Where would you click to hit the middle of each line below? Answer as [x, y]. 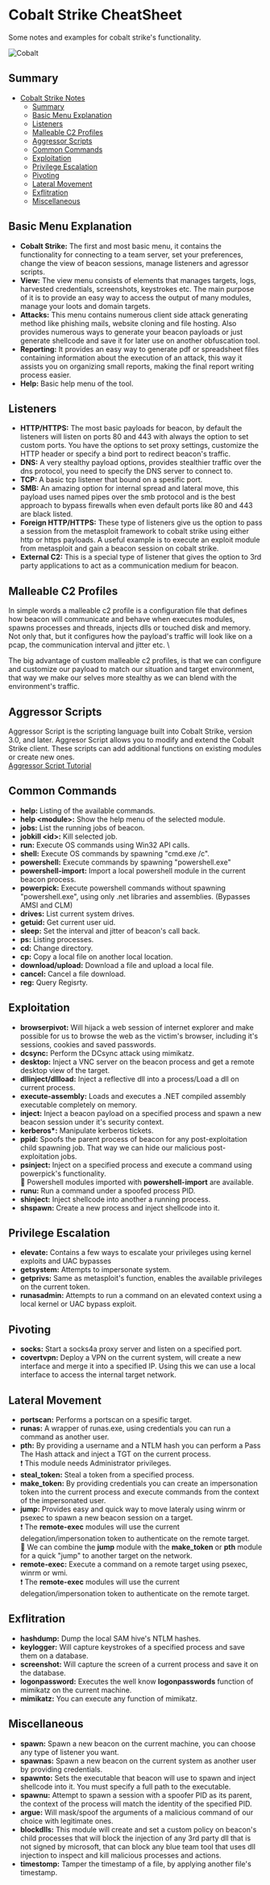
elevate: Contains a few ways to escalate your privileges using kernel [135, 1253]
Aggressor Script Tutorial [50, 765]
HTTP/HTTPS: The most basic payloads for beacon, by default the [131, 428]
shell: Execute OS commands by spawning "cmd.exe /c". [114, 853]
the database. [43, 1672]
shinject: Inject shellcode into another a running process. [115, 1199]
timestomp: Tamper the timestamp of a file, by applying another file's [135, 1864]
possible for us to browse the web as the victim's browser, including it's [139, 1036]
